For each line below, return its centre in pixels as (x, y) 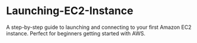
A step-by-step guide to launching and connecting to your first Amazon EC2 (99, 27)
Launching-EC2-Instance (70, 11)
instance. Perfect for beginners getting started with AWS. (76, 33)
